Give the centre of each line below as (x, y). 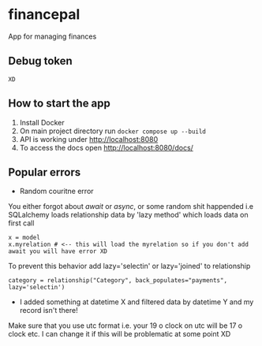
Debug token (40, 61)
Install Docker (42, 122)
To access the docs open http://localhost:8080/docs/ (106, 147)
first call (21, 223)
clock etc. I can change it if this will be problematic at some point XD (120, 334)
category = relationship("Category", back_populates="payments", (118, 281)
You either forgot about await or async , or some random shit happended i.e (131, 206)
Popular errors (45, 172)
